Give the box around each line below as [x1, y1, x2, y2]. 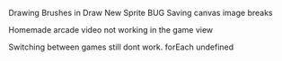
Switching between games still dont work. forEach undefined [8, 42, 234, 52]
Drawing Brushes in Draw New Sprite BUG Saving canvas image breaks [8, 8, 273, 18]
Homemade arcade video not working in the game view [8, 25, 214, 34]
